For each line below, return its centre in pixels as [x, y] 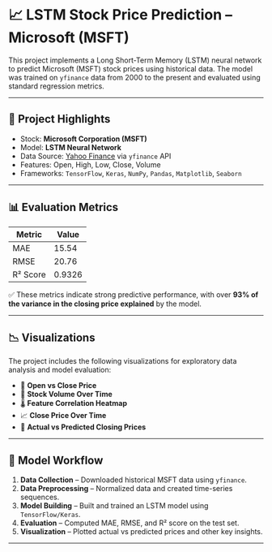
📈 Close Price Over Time [63, 416]
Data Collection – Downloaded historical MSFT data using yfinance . [133, 480]
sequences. [40, 497]
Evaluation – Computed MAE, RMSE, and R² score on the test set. [130, 523]
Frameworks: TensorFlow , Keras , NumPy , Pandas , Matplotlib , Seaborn [131, 173]
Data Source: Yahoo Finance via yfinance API [96, 156]
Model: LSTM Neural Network [70, 147]
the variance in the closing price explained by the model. [105, 304]
